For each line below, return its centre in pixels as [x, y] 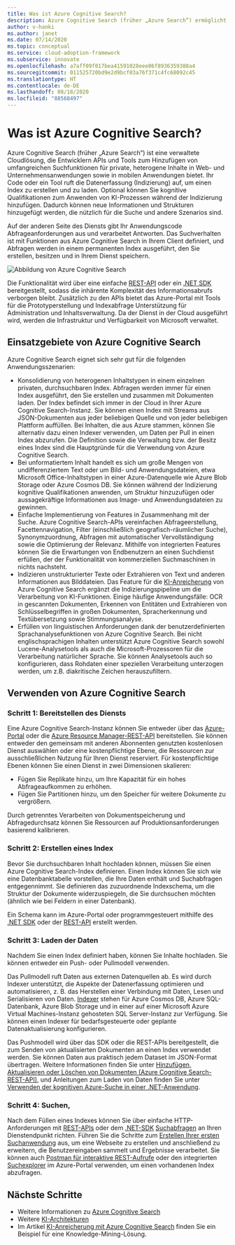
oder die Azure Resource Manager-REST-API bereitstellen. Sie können [127, 736]
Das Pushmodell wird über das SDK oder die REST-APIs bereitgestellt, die [113, 1042]
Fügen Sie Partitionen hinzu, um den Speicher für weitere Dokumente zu [121, 794]
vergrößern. [35, 801]
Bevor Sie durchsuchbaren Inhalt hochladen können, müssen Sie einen [109, 863]
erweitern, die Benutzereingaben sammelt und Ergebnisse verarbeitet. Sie [114, 1150]
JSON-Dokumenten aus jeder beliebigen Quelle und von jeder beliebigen [122, 418]
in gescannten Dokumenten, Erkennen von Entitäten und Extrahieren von [122, 604]
